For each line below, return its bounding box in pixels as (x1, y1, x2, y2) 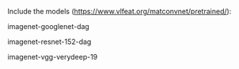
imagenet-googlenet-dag (7, 22, 90, 31)
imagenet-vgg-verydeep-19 (7, 53, 98, 61)
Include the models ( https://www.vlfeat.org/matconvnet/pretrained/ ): (7, 7, 232, 16)
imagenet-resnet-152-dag (7, 37, 92, 46)
